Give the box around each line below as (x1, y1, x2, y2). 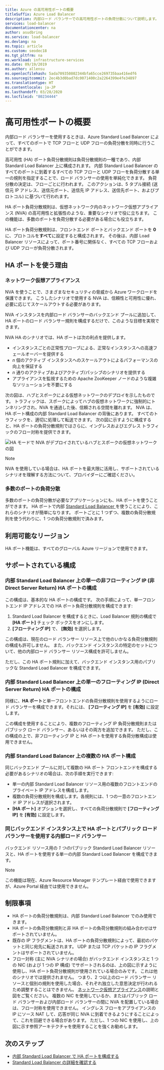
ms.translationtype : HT (5, 80, 54, 85)
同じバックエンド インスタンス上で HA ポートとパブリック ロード (5, 825, 158, 832)
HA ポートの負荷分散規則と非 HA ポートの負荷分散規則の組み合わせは (12, 925, 153, 931)
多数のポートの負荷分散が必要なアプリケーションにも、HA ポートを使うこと (5, 497, 158, 503)
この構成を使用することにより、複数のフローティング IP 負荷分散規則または (5, 721, 157, 726)
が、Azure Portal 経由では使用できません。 (5, 883, 92, 889)
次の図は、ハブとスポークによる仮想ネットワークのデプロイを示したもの (5, 392, 151, 398)
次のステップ (5, 1039, 44, 1047)
